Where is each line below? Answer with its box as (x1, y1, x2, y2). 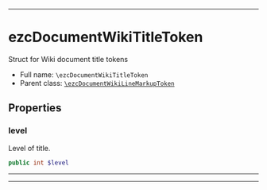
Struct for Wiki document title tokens (8, 54, 129, 64)
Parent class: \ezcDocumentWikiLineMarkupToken (19, 78, 175, 87)
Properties (8, 101, 62, 115)
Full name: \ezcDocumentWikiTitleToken (19, 69, 149, 79)
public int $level (8, 158, 69, 167)
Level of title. (8, 143, 51, 153)
